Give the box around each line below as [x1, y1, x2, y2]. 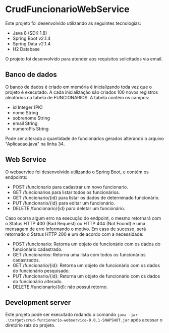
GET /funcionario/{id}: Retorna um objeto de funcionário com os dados [12, 262, 160, 268]
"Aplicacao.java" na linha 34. [5, 141, 65, 147]
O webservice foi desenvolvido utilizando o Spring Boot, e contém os [5, 169, 149, 175]
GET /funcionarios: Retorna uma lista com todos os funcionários [12, 251, 146, 257]
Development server [5, 298, 71, 307]
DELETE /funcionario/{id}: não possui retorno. [12, 284, 108, 290]
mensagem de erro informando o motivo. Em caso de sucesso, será [5, 226, 146, 232]
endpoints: [5, 174, 28, 180]
